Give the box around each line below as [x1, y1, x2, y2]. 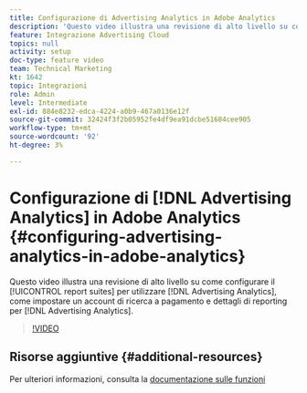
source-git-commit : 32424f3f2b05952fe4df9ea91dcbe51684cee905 [9, 115, 251, 124]
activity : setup [9, 47, 71, 57]
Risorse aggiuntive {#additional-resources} [9, 349, 263, 365]
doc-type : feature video [9, 56, 104, 65]
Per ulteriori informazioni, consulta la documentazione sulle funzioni [9, 373, 266, 384]
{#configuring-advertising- [9, 226, 223, 247]
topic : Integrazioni [9, 81, 89, 90]
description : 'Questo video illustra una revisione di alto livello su [9, 22, 288, 31]
